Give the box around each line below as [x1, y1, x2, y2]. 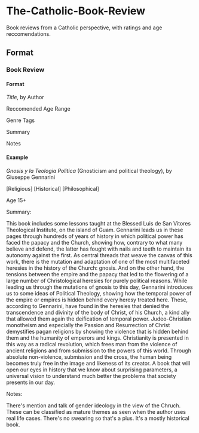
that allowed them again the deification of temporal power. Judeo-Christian [6, 315, 191, 322]
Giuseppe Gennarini [6, 173, 56, 181]
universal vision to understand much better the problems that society [6, 372, 176, 379]
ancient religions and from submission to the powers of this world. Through [6, 347, 191, 354]
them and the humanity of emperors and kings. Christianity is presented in [6, 334, 189, 341]
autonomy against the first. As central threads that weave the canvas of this [6, 251, 192, 258]
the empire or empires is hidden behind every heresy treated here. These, [6, 296, 188, 303]
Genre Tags [6, 117, 35, 124]
